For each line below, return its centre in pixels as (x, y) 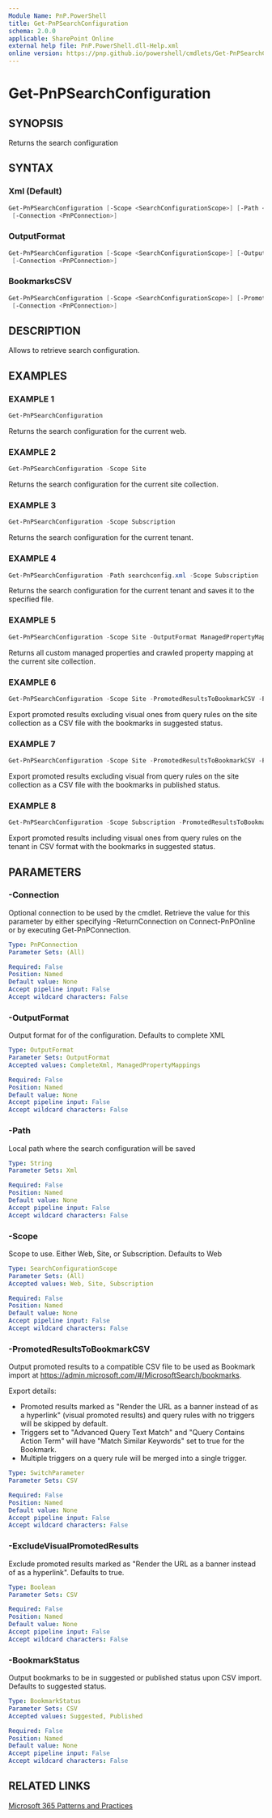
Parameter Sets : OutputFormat (59, 1058)
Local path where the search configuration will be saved (102, 1148)
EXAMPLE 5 (32, 620)
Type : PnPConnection (43, 945)
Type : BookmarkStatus (45, 1701)
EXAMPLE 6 (32, 682)
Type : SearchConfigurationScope (63, 1268)
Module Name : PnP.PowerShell (57, 16)
